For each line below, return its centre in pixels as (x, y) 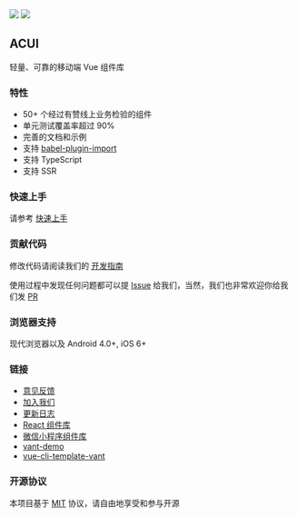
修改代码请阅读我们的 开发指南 (66, 265)
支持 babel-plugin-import (70, 148)
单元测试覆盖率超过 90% (69, 125)
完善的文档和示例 (55, 137)
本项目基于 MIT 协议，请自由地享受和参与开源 (94, 502)
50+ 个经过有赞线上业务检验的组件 (87, 114)
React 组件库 (46, 425)
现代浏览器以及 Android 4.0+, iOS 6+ (78, 343)
